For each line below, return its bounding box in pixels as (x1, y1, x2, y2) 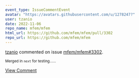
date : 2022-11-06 (5, 21, 41, 26)
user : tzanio (5, 16, 32, 21)
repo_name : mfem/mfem (5, 26, 50, 31)
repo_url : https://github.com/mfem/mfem (5, 35, 91, 40)
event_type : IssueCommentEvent (5, 7, 70, 12)
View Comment (5, 67, 37, 73)
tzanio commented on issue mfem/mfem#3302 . (5, 48, 103, 55)
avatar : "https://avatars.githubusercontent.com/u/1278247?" (5, 12, 135, 17)
